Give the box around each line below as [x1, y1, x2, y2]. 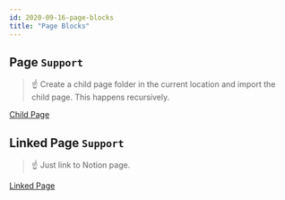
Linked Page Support [9, 135, 125, 151]
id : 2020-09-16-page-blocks [9, 13, 115, 22]
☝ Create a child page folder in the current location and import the [30, 79, 276, 90]
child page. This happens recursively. [30, 91, 170, 103]
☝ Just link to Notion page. [30, 160, 131, 170]
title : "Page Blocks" [9, 22, 91, 30]
